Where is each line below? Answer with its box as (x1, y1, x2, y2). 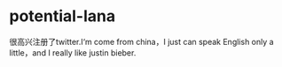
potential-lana (9, 6, 116, 26)
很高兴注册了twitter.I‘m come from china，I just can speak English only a (9, 36, 274, 47)
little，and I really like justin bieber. (9, 47, 137, 58)
